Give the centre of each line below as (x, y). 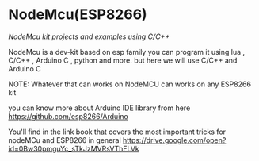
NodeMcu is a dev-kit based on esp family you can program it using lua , (127, 52)
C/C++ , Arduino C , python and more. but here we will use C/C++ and (123, 60)
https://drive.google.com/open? (174, 140)
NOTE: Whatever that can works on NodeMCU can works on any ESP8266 (130, 84)
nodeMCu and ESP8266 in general (65, 140)
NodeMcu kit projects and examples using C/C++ (89, 36)
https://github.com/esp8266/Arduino (68, 116)
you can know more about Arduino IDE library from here (99, 108)
